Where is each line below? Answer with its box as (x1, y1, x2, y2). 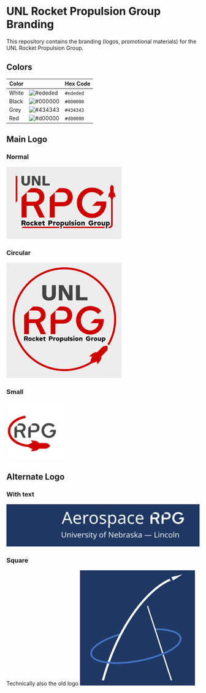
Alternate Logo (6, 471, 65, 482)
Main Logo (6, 134, 48, 145)
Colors (6, 62, 32, 72)
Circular (6, 248, 31, 257)
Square (6, 556, 29, 565)
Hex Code (64, 80, 91, 87)
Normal (6, 152, 29, 161)
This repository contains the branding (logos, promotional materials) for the (6, 37, 197, 45)
